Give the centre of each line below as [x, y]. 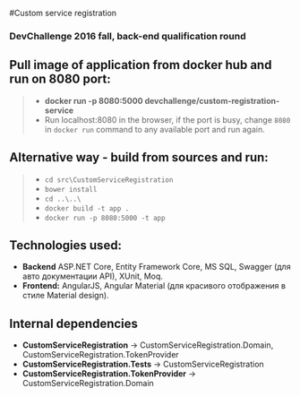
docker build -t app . [87, 208]
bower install [71, 189]
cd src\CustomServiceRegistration [109, 180]
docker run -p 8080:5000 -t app [105, 218]
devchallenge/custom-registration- [212, 100]
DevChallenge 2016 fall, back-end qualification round [128, 36]
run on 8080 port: [60, 79]
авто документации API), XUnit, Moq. [93, 276]
